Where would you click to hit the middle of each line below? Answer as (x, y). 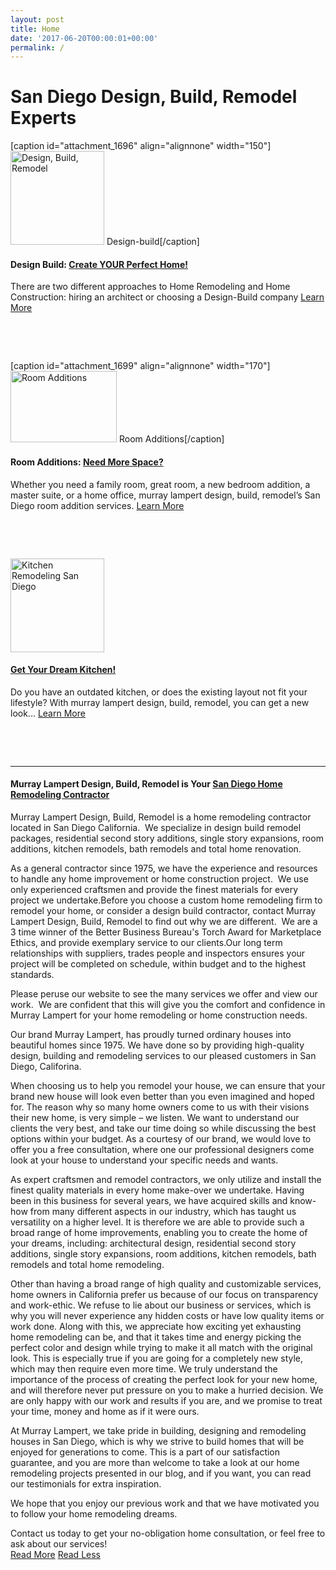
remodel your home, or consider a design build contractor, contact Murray (163, 910)
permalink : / (37, 47)
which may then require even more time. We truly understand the (144, 1369)
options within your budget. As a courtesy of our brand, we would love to (161, 1139)
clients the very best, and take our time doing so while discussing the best (163, 1128)
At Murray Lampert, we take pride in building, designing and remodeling (158, 1430)
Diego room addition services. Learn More (97, 505)
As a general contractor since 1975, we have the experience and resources (164, 868)
